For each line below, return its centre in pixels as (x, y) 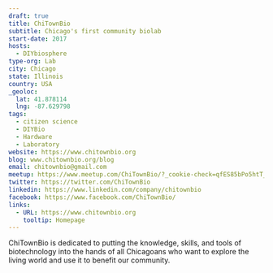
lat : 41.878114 (41, 99)
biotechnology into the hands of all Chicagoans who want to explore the (129, 252)
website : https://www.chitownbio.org (72, 152)
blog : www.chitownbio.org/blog (61, 159)
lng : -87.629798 (43, 106)
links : (19, 205)
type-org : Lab (32, 62)
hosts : (19, 46)
